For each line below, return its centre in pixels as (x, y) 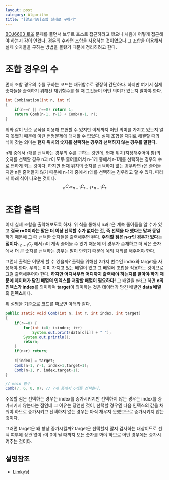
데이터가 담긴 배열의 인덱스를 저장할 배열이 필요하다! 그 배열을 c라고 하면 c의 (89, 281)
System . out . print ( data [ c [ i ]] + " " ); (72, 332)
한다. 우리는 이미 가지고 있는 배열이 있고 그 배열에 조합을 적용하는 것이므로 (91, 268)
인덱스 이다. (21, 293)
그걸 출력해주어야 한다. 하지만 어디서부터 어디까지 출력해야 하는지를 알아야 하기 (82, 274)
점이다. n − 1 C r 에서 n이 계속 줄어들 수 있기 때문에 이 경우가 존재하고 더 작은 (79, 244)
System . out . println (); (47, 337)
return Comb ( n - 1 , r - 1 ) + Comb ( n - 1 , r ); (56, 114)
